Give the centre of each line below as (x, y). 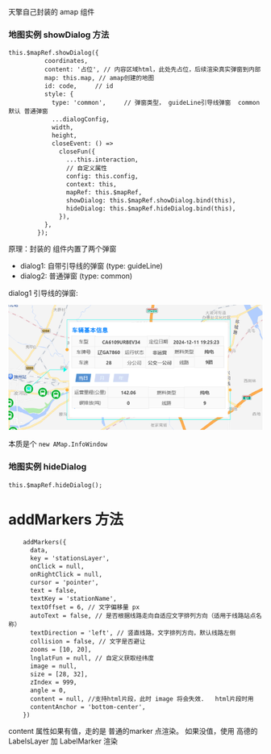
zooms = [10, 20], (60, 650)
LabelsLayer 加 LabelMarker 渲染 (63, 741)
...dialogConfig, (81, 119)
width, (63, 127)
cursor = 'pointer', (64, 583)
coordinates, (66, 61)
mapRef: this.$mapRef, (104, 193)
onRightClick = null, (66, 575)
